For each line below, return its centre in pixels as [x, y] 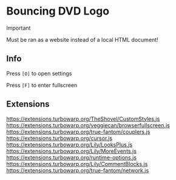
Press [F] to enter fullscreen [42, 85]
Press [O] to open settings [39, 73]
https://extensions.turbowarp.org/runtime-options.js [72, 157]
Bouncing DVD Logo [58, 11]
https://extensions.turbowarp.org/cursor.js [59, 138]
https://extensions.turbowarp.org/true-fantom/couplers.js [78, 132]
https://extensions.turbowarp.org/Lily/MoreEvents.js [71, 151]
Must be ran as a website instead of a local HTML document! [83, 39]
